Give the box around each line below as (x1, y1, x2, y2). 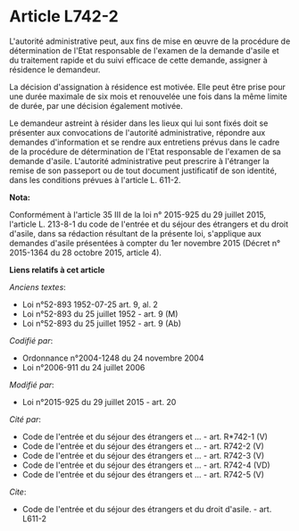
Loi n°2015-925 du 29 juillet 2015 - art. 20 (21, 396, 177, 407)
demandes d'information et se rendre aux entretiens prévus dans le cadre (9, 137, 280, 147)
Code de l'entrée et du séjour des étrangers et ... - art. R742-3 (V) (21, 450, 265, 460)
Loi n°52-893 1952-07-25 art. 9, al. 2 (21, 299, 159, 310)
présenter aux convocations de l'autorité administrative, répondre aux (9, 127, 266, 137)
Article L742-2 (9, 6, 119, 27)
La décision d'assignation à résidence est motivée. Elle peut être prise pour (9, 81, 286, 92)
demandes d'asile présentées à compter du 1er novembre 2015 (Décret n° (9, 237, 281, 248)
